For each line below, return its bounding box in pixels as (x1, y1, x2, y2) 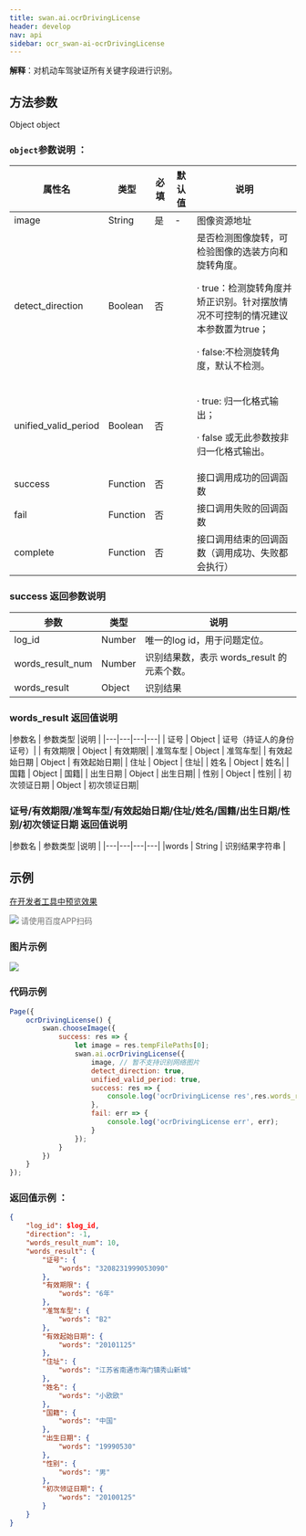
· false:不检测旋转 (196, 346, 271, 359)
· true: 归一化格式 (196, 395, 270, 407)
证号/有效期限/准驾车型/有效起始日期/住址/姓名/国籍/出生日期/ (9, 805, 281, 817)
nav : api (9, 30, 43, 39)
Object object (9, 120, 61, 131)
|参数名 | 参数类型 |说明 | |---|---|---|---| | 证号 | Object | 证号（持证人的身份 (9, 733, 294, 744)
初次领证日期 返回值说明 (22, 818, 127, 831)
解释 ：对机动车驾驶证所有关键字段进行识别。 (9, 65, 178, 76)
